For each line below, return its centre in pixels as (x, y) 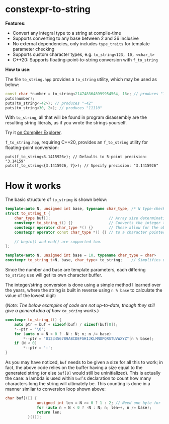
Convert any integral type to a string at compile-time (67, 33)
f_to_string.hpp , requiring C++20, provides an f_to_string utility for (77, 143)
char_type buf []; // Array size (76, 218)
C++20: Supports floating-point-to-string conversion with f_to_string (85, 59)
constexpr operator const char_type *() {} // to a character (81, 232)
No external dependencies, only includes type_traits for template (81, 43)
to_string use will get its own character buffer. (54, 275)
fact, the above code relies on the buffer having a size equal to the (74, 368)
